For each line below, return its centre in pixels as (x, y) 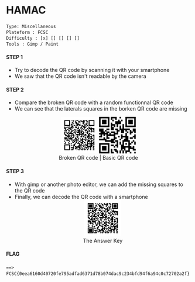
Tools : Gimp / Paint (32, 44)
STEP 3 (15, 171)
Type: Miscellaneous (31, 26)
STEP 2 (15, 90)
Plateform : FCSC (27, 32)
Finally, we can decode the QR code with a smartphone (81, 197)
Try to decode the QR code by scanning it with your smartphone (92, 70)
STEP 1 (15, 57)
